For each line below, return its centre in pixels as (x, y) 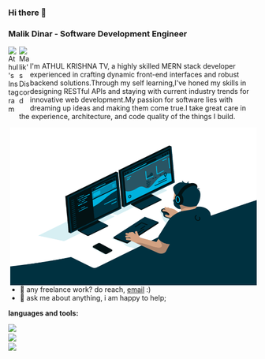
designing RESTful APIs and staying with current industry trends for (140, 92)
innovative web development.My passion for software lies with (132, 100)
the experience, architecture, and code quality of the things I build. (127, 117)
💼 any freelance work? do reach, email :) (85, 290)
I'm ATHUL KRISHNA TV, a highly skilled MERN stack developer (133, 66)
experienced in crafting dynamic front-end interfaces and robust (135, 75)
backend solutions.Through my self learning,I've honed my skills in (138, 83)
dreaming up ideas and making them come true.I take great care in (138, 108)
